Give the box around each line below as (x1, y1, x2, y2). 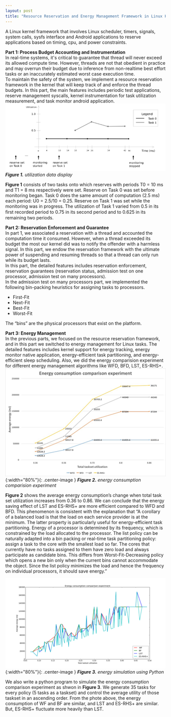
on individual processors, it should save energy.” (5, 568, 107, 574)
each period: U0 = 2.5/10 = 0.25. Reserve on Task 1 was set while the (5, 198, 150, 204)
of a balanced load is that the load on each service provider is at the (5, 513, 148, 520)
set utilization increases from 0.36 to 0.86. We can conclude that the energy (5, 498, 164, 504)
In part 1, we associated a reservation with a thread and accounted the (5, 230, 153, 236)
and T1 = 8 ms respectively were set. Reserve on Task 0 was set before (5, 187, 155, 193)
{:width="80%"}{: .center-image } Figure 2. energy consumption (5, 477, 141, 483)
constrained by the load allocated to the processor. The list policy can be (5, 530, 158, 536)
